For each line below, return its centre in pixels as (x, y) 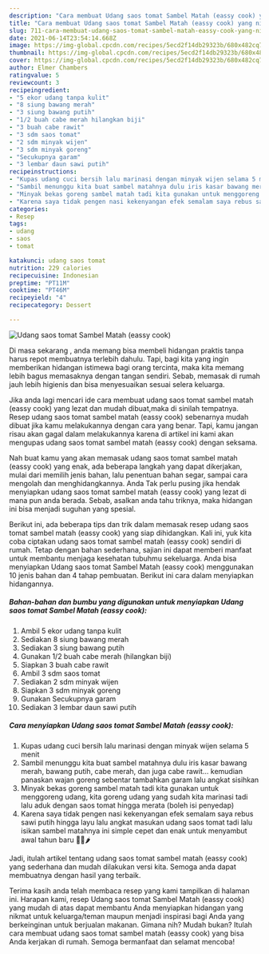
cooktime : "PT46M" (40, 290)
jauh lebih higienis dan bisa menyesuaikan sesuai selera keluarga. (117, 384)
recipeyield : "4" (38, 298)
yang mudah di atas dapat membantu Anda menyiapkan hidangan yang (126, 908)
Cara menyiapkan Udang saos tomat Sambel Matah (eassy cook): (121, 725)
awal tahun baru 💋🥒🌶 (55, 840)
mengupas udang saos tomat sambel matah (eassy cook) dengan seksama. (133, 442)
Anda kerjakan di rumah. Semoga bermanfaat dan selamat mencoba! (122, 941)
